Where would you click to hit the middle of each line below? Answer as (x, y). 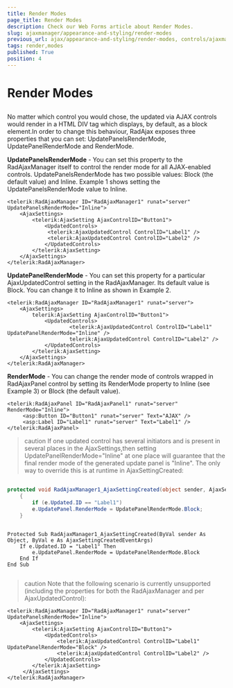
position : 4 (24, 59)
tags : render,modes (35, 46)
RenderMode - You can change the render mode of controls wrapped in (110, 377)
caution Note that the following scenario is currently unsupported (118, 584)
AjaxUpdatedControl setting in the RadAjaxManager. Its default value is (109, 283)
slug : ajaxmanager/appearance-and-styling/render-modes (89, 33)
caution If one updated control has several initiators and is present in (122, 441)
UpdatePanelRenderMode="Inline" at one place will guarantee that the (124, 456)
